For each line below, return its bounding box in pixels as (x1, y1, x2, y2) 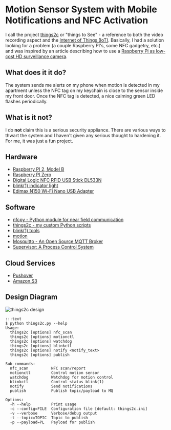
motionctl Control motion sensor (10, 370, 100, 376)
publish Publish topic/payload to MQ (10, 388, 114, 394)
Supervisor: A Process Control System (12, 244, 94, 250)
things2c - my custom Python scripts (12, 222, 91, 228)
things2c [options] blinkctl (10, 343, 72, 348)
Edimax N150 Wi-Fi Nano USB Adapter (12, 188, 94, 194)
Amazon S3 (12, 278, 37, 284)
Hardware (5, 153, 37, 161)
